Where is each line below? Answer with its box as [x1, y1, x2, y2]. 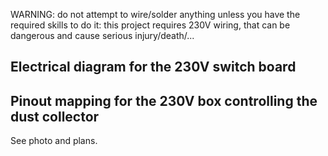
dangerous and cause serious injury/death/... [10, 30, 195, 41]
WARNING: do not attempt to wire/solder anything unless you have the [10, 9, 301, 20]
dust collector [10, 108, 100, 125]
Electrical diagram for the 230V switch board [10, 59, 297, 76]
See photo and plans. [10, 135, 98, 147]
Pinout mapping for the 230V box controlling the [10, 92, 318, 109]
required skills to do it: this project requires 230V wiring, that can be [10, 19, 291, 31]
